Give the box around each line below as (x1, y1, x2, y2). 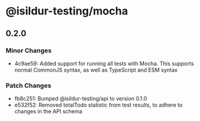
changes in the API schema (14, 108, 83, 115)
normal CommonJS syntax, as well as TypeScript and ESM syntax (14, 66, 178, 73)
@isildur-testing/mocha (5, 4, 128, 18)
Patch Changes (5, 81, 52, 90)
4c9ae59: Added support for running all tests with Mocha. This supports (14, 60, 194, 67)
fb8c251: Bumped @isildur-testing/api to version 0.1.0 (14, 95, 148, 102)
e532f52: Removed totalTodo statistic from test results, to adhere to (14, 101, 183, 109)
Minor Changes (5, 46, 52, 55)
